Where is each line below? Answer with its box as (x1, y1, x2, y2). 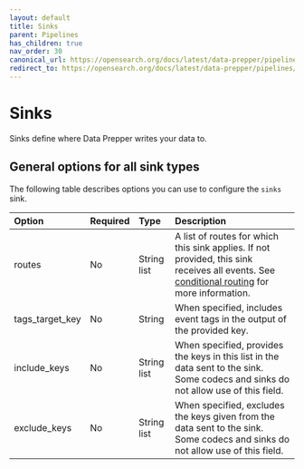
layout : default (9, 13, 71, 23)
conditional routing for (175, 275, 270, 288)
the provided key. (175, 324, 249, 337)
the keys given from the (175, 410, 276, 423)
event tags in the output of (175, 312, 287, 325)
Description (175, 214, 227, 227)
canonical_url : (9, 55, 67, 64)
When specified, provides (175, 338, 284, 351)
